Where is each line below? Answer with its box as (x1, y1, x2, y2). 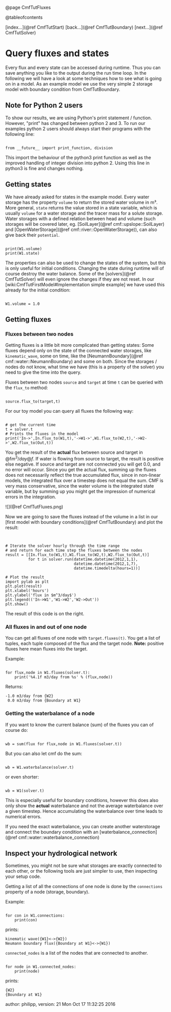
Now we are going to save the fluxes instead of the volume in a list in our (5, 513, 158, 519)
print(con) (14, 918, 38, 923)
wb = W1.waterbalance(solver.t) (5, 765, 74, 770)
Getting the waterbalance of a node (5, 710, 95, 717)
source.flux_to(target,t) (5, 399, 60, 404)
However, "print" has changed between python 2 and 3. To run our (5, 120, 145, 126)
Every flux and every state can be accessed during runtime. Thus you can (5, 64, 161, 71)
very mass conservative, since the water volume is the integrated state (5, 482, 154, 489)
